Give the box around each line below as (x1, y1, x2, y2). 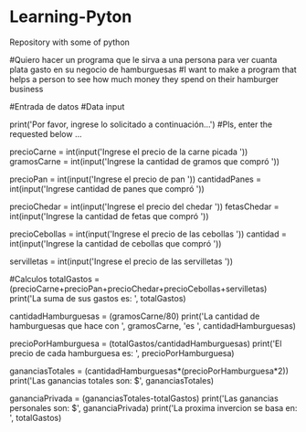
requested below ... (9, 128, 82, 139)
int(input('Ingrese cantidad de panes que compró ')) (9, 183, 206, 194)
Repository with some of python (9, 37, 131, 47)
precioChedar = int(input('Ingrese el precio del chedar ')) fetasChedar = (9, 201, 280, 212)
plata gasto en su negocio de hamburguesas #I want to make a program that (9, 64, 297, 75)
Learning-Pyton (9, 6, 132, 27)
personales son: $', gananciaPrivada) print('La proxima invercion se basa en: (9, 402, 298, 413)
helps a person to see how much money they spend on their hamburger (9, 73, 280, 84)
